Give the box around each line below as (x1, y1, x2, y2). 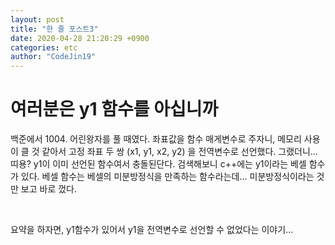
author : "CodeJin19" (10, 52, 97, 62)
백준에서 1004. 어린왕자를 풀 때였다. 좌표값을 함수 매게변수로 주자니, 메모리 (10, 133, 302, 145)
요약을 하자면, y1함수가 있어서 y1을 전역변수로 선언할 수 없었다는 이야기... (10, 224, 294, 236)
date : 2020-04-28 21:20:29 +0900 (10, 33, 150, 43)
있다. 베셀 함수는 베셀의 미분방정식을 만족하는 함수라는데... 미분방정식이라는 (20, 171, 315, 183)
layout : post (10, 14, 65, 25)
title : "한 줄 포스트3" (10, 24, 99, 34)
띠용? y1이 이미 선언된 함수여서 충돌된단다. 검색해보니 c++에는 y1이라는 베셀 (10, 158, 307, 170)
